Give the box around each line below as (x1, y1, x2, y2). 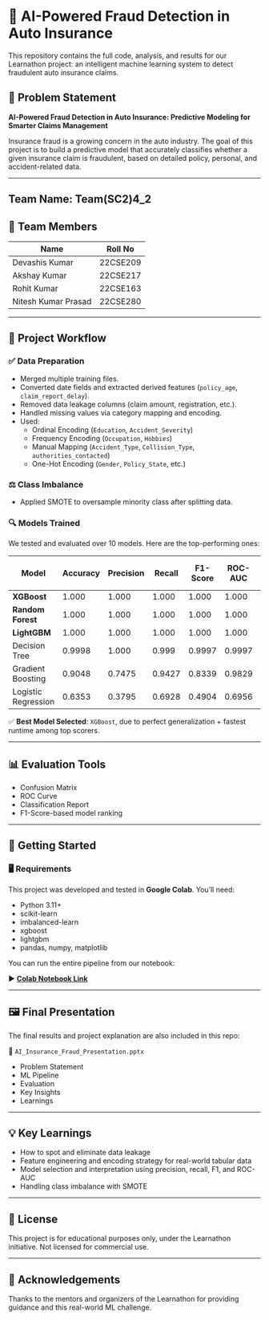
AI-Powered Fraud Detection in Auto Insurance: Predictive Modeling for (8, 112, 251, 122)
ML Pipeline (19, 1070, 59, 1080)
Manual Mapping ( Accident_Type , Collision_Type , (31, 442, 195, 451)
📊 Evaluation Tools (8, 757, 106, 771)
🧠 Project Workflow (8, 331, 106, 345)
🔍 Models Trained (8, 517, 81, 528)
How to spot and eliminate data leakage (19, 1148, 151, 1158)
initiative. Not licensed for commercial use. (8, 1242, 150, 1252)
